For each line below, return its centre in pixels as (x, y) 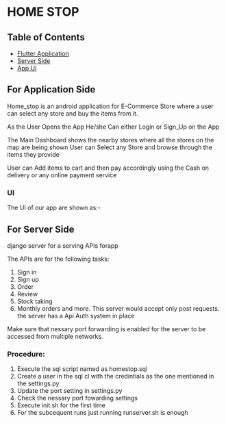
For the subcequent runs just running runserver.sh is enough (102, 413)
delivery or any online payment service (62, 175)
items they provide (33, 154)
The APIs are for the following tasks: (58, 259)
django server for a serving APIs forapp (63, 245)
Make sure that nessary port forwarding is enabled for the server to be (106, 329)
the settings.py (38, 383)
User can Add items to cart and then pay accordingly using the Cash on (108, 168)
